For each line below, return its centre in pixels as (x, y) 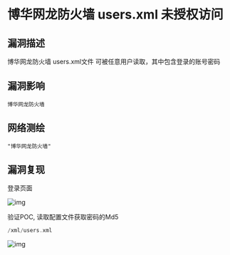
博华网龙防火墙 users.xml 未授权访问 (115, 15)
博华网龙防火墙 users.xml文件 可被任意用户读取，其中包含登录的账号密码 (114, 62)
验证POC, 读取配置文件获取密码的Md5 (63, 217)
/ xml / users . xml (30, 231)
